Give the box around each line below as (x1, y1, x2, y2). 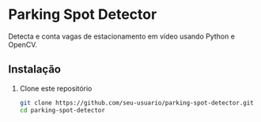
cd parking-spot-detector (19, 106, 105, 114)
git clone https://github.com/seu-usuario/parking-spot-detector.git (19, 98, 255, 107)
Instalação (8, 63, 62, 76)
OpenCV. (8, 39, 38, 49)
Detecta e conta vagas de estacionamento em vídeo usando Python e (8, 31, 236, 41)
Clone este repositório (19, 83, 93, 93)
